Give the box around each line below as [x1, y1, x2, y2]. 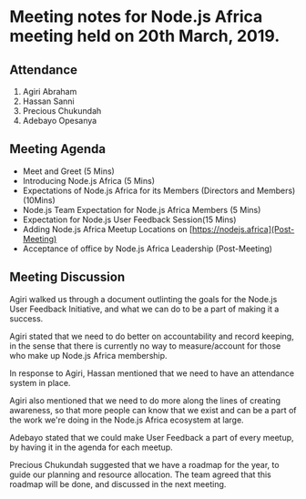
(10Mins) [22, 194, 56, 206]
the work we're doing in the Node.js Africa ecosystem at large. [9, 414, 244, 425]
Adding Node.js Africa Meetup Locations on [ [22, 223, 193, 234]
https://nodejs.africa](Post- [192, 223, 295, 234]
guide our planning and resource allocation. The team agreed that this [9, 469, 271, 480]
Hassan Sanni [22, 96, 75, 107]
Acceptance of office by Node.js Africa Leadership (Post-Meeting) [22, 243, 273, 254]
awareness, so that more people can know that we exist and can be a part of [9, 404, 298, 415]
